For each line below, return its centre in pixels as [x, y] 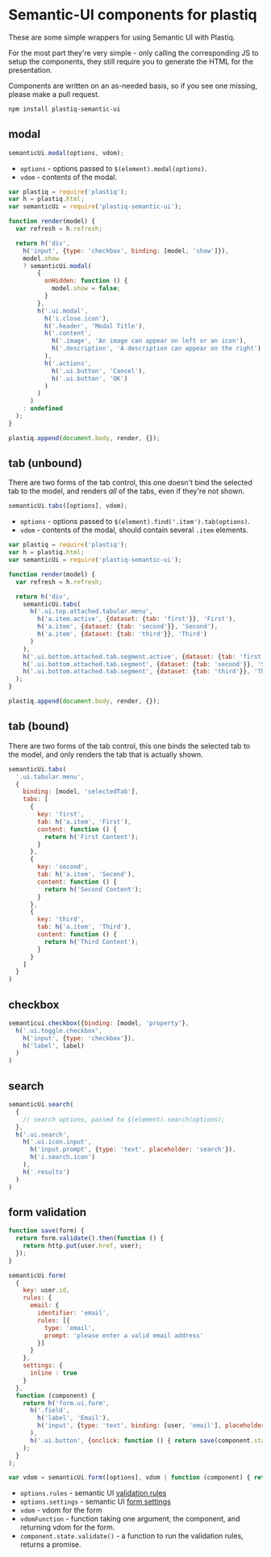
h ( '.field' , [50, 1411]
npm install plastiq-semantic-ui [65, 109]
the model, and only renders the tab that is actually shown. [106, 754]
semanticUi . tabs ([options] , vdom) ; [68, 506]
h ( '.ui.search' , [43, 1135]
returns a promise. [50, 1545]
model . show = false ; [86, 288]
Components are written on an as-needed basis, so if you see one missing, [133, 86]
